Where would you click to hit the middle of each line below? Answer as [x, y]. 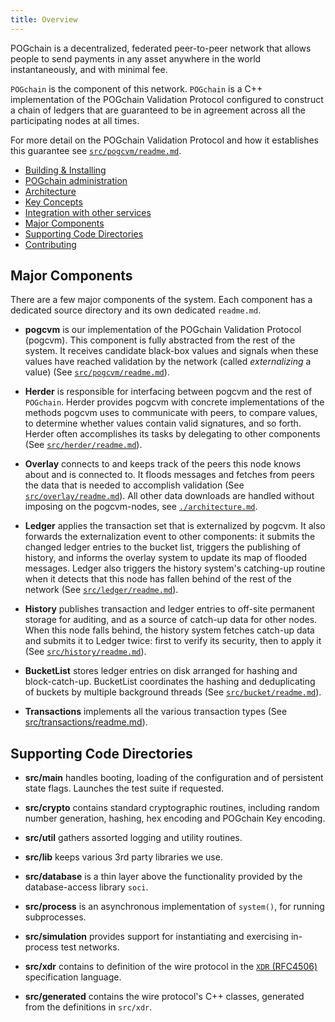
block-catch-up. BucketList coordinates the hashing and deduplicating [170, 682]
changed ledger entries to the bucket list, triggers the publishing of [163, 547]
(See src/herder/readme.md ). [83, 445]
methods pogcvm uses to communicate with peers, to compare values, [171, 413]
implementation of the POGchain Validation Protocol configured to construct [167, 99]
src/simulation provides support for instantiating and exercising [157, 937]
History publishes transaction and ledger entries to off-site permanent [169, 609]
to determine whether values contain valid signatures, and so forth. [163, 423]
